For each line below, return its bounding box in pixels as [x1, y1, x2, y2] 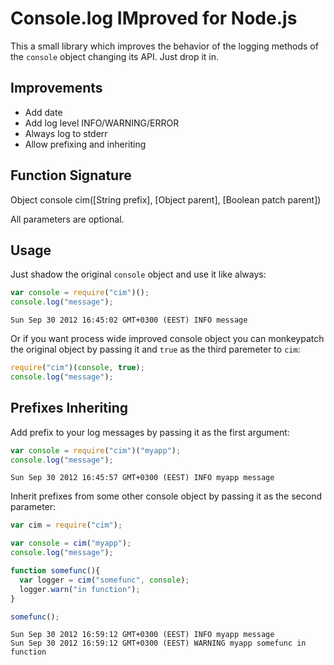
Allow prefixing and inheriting [24, 138, 147, 150]
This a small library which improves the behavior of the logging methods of [10, 40, 319, 52]
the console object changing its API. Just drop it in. [10, 50, 220, 62]
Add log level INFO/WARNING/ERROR [24, 117, 180, 129]
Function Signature [10, 167, 132, 184]
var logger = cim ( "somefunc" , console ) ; [19, 575, 190, 585]
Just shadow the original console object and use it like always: [10, 268, 267, 281]
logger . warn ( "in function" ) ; [19, 584, 141, 594]
